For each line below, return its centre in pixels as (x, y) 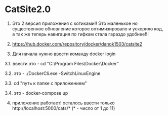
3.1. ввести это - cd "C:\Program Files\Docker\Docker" (62, 63)
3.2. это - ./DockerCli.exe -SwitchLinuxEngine (53, 73)
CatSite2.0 (28, 9)
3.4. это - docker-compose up (36, 93)
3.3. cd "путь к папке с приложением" (46, 83)
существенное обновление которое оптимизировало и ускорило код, (88, 28)
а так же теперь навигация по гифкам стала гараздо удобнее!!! (80, 34)
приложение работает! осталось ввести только (63, 103)
